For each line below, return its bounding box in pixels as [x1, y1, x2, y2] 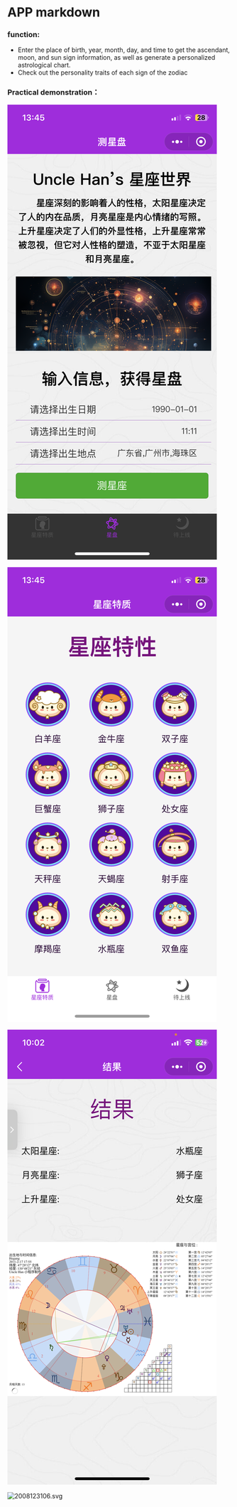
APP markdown [7, 4, 101, 21]
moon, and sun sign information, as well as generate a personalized [17, 53, 216, 62]
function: [7, 30, 40, 40]
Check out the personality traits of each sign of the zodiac [17, 68, 188, 77]
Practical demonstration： [7, 87, 100, 97]
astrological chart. [17, 61, 71, 70]
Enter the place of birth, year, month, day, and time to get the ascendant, [17, 45, 231, 54]
